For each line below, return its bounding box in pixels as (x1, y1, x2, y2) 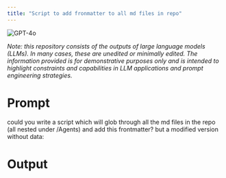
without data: (7, 132, 45, 140)
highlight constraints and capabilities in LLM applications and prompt (7, 64, 203, 72)
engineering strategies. (7, 71, 73, 79)
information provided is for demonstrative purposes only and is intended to (7, 56, 219, 65)
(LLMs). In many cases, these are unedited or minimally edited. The (7, 49, 198, 58)
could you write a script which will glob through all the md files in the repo (7, 118, 216, 126)
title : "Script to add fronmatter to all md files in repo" (7, 10, 183, 17)
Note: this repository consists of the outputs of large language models (7, 42, 205, 50)
